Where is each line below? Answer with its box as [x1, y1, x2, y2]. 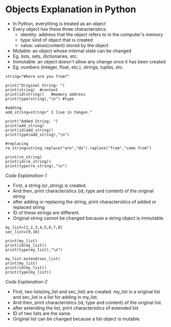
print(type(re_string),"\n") [5, 163, 67, 168]
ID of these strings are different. [12, 209, 80, 215]
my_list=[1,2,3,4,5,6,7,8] [5, 225, 63, 230]
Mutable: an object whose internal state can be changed [12, 48, 132, 54]
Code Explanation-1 [5, 172, 47, 179]
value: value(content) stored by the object [20, 42, 109, 48]
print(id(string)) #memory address [5, 92, 86, 97]
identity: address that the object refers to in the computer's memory [20, 31, 163, 37]
